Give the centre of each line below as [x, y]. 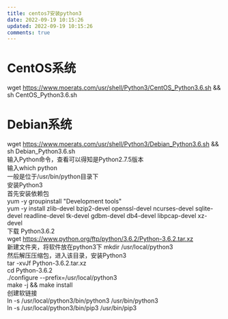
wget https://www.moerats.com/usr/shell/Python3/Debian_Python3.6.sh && [113, 144]
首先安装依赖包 [28, 194]
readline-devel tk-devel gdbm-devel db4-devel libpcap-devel [110, 216]
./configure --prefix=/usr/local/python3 [62, 278]
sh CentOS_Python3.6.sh [42, 95]
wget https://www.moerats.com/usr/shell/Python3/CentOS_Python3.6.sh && [114, 88]
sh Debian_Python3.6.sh [41, 152]
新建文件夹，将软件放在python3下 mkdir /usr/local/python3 [90, 247]
